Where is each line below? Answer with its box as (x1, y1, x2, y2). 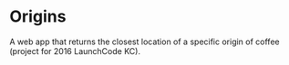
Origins (9, 6, 67, 27)
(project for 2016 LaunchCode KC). (9, 45, 141, 56)
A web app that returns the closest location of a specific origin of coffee (9, 36, 280, 47)
